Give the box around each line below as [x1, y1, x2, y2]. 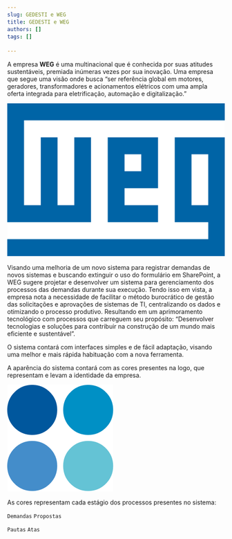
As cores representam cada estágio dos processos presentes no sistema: [7, 498, 217, 506]
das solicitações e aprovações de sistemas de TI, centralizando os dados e [7, 300, 221, 308]
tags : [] [7, 33, 32, 40]
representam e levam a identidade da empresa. [7, 371, 142, 379]
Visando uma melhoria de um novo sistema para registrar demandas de [7, 263, 211, 271]
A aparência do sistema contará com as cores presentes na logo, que [7, 363, 205, 372]
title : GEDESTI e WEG [7, 18, 70, 26]
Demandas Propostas [7, 513, 62, 520]
